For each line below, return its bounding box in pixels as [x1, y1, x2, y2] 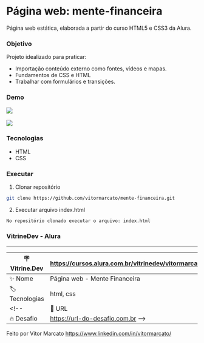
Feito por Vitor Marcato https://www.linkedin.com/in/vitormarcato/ [6, 330, 172, 338]
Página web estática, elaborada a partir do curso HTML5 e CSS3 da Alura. [6, 24, 192, 32]
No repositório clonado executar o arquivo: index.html [6, 218, 151, 224]
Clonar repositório [15, 183, 61, 191]
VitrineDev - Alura [6, 232, 61, 240]
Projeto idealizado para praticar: [6, 53, 87, 61]
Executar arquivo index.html [15, 206, 86, 213]
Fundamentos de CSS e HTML [15, 72, 91, 79]
